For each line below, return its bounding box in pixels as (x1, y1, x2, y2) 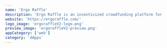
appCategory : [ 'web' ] (5, 30, 50, 35)
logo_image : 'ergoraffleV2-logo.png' (5, 21, 84, 26)
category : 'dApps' (5, 35, 43, 40)
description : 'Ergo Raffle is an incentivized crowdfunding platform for (5, 12, 162, 17)
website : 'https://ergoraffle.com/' (5, 16, 81, 21)
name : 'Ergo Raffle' (5, 7, 48, 12)
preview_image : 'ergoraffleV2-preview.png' (5, 26, 97, 31)
